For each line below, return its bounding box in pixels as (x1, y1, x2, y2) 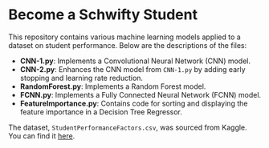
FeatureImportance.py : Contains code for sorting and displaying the (19, 98, 248, 108)
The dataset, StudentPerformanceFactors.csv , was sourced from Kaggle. (8, 122, 247, 132)
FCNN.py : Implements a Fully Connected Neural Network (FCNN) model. (19, 90, 262, 99)
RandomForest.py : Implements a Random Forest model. (19, 82, 206, 91)
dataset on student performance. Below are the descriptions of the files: (8, 40, 247, 50)
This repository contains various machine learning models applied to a (8, 32, 241, 42)
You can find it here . (8, 130, 75, 141)
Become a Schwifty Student (8, 6, 198, 24)
